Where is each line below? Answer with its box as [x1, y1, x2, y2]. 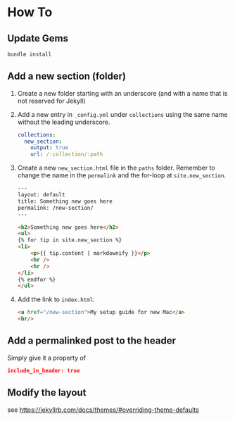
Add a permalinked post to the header [7, 335, 176, 347]
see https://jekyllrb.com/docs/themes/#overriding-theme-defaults [7, 406, 199, 414]
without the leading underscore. [17, 118, 110, 126]
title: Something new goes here [17, 198, 113, 205]
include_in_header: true [7, 367, 80, 374]
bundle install [7, 51, 52, 58]
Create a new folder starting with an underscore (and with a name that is [17, 89, 228, 97]
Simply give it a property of [7, 353, 87, 362]
